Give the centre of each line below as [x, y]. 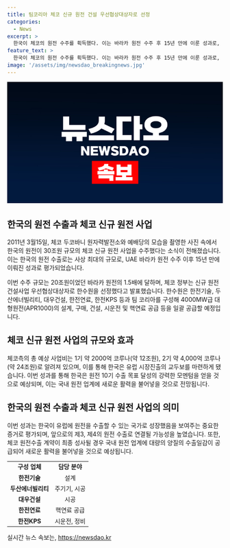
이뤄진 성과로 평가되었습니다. [46, 268]
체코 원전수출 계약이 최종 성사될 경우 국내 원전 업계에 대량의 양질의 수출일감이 [110, 442]
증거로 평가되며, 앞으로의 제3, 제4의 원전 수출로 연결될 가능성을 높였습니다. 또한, [114, 434]
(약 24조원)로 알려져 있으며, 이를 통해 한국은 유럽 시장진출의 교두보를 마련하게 [111, 366]
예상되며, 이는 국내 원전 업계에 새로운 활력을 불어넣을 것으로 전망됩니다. [115, 383]
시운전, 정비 [70, 521]
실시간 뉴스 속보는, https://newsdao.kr [59, 538]
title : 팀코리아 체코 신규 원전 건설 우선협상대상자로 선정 [79, 14]
